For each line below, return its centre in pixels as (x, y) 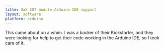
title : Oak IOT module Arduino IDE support (51, 10)
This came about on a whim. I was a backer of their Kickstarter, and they (79, 33)
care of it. (15, 43)
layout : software (23, 14)
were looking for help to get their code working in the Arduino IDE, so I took (82, 38)
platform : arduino (24, 19)
